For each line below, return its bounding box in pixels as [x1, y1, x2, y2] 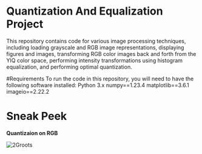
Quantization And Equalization [6, 4, 163, 18]
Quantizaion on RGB [6, 129, 58, 136]
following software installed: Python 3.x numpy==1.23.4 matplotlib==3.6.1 [6, 81, 189, 89]
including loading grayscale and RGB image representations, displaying [6, 44, 184, 51]
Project [6, 17, 44, 31]
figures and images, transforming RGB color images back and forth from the [6, 50, 197, 57]
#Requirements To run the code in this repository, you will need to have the [6, 75, 194, 82]
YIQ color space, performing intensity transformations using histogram [6, 57, 183, 64]
